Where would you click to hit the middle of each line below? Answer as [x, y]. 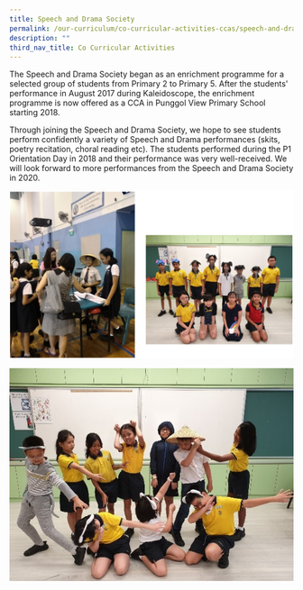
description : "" [40, 38]
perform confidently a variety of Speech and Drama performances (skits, [145, 140]
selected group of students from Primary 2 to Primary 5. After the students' [149, 84]
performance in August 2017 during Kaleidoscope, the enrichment [132, 94]
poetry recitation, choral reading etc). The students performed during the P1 [150, 150]
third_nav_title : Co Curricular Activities [92, 48]
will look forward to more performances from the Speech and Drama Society [151, 168]
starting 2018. [35, 113]
